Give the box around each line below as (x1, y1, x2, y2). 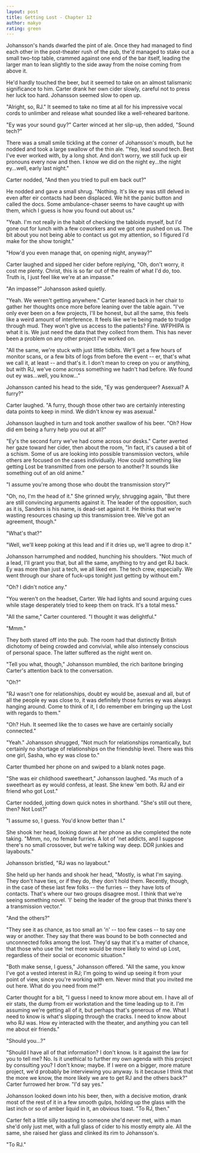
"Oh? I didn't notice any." (6, 583, 67, 591)
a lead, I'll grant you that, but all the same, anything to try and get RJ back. (6, 559, 189, 567)
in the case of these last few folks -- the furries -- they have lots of (6, 884, 171, 891)
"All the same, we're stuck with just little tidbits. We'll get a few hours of (6, 347, 182, 354)
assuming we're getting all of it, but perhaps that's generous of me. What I (6, 1007, 189, 1014)
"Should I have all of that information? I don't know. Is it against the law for (6, 1049, 189, 1056)
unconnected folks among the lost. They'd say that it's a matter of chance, (6, 939, 189, 946)
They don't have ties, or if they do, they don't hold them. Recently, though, (6, 877, 189, 885)
